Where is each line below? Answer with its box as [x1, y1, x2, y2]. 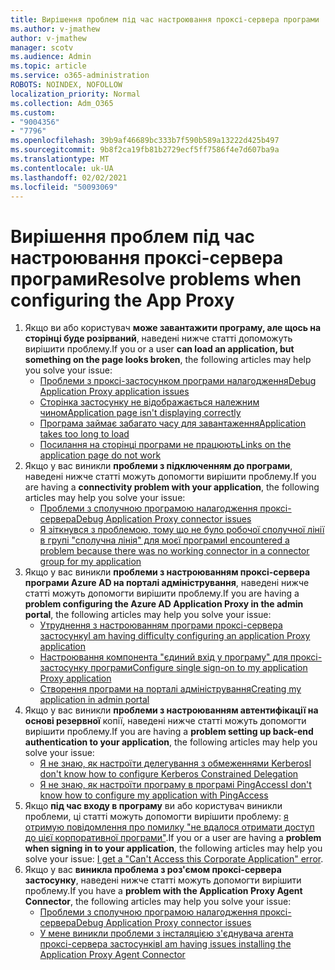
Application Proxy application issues [39, 386, 190, 398]
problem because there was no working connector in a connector [39, 545, 310, 557]
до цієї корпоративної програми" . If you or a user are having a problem [24, 832, 322, 844]
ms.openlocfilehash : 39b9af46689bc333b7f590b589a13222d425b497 [10, 136, 280, 146]
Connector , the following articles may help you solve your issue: [24, 896, 292, 908]
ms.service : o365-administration [10, 71, 150, 81]
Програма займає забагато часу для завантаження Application [39, 417, 307, 430]
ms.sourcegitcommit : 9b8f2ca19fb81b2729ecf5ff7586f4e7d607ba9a [10, 145, 280, 155]
